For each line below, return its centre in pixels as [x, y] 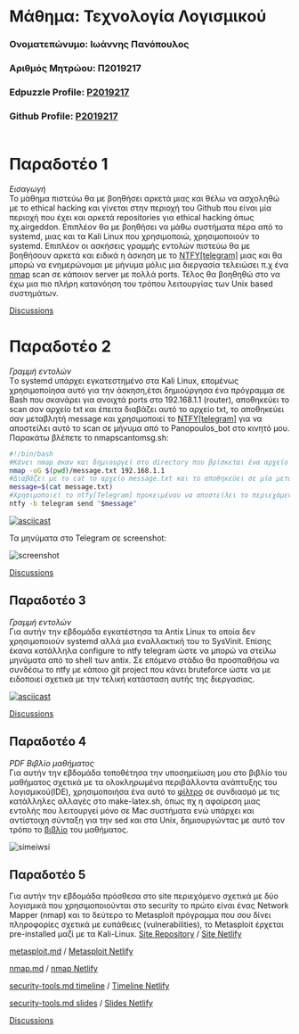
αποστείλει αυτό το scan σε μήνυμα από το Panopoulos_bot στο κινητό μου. [149, 428]
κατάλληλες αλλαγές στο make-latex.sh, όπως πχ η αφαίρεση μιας [135, 801]
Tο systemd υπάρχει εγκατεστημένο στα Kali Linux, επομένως [124, 380]
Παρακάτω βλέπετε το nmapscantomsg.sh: [89, 437]
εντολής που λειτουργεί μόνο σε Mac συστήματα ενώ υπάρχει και [132, 810]
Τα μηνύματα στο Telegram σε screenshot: [88, 538]
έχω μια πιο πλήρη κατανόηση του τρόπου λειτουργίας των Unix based [141, 284]
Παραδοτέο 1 [59, 165]
